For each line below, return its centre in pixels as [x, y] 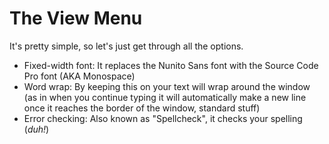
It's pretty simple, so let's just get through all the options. [126, 46]
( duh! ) [36, 129]
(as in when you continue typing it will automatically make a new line [165, 97]
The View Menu [76, 18]
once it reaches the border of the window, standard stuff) [142, 108]
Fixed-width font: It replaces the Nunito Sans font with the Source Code [171, 65]
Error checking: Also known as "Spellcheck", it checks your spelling [163, 118]
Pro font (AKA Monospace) [79, 76]
